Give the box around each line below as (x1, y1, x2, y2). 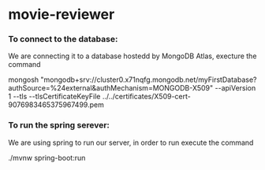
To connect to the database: (8, 34, 118, 45)
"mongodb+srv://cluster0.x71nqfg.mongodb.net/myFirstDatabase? (40, 75, 257, 84)
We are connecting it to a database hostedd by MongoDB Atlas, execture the (8, 51, 257, 61)
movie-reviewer (8, 6, 115, 24)
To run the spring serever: (8, 120, 110, 131)
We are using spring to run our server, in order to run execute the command (8, 138, 254, 147)
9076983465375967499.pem (8, 100, 104, 109)
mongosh (8, 75, 39, 84)
